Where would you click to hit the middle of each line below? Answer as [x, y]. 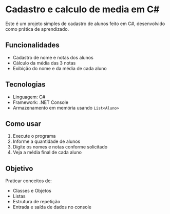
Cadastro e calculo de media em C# [82, 9]
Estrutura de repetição [36, 202]
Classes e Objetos [32, 191]
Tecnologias [25, 85]
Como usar [23, 124]
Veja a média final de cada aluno [47, 153]
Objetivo [19, 168]
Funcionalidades [33, 45]
